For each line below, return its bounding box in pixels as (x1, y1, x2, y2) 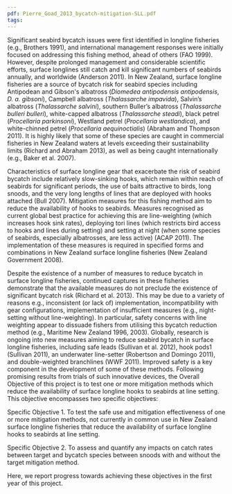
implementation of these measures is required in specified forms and (7, 241, 204, 249)
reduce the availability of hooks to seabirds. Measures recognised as (7, 204, 204, 212)
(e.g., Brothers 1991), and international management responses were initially (7, 43, 224, 51)
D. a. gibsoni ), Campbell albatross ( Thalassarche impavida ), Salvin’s (7, 94, 202, 103)
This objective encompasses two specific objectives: (7, 394, 159, 402)
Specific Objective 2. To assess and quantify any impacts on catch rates (7, 443, 213, 452)
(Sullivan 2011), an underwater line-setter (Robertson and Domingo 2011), (7, 350, 216, 358)
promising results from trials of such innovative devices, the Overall (7, 372, 199, 380)
